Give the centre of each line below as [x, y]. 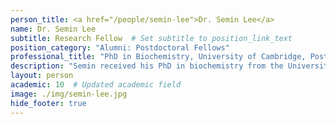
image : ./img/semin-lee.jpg [69, 94]
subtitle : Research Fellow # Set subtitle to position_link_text [151, 38]
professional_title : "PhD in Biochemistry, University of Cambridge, [158, 57]
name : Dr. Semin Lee [53, 29]
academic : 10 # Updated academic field [96, 85]
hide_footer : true [48, 103]
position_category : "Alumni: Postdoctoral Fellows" [120, 47]
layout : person [42, 76]
